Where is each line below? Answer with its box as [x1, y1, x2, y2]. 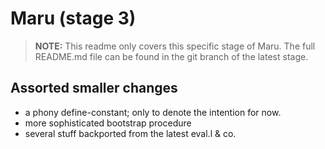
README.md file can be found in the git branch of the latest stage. [34, 50, 309, 62]
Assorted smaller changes [10, 80, 178, 97]
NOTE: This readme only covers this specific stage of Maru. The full [34, 40, 316, 52]
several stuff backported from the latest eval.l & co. [24, 127, 237, 139]
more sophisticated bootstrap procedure [24, 117, 192, 129]
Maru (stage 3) [10, 7, 137, 30]
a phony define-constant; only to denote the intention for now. [24, 106, 282, 118]
